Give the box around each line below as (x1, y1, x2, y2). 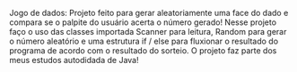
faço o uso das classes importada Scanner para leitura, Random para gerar (9, 27, 287, 36)
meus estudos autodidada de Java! (9, 55, 139, 65)
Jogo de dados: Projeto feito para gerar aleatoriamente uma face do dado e (9, 8, 289, 18)
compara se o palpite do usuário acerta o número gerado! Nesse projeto (9, 17, 276, 28)
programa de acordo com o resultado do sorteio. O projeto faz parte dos (9, 45, 277, 56)
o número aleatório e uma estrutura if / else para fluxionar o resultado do (9, 36, 279, 46)
